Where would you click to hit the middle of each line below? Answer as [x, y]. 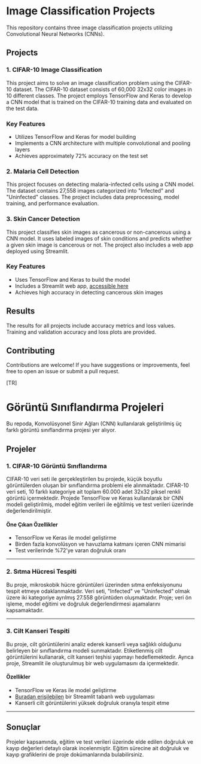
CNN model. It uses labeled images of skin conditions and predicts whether [99, 238]
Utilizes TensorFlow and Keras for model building [75, 136]
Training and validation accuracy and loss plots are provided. [81, 332]
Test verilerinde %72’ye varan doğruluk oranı [70, 550]
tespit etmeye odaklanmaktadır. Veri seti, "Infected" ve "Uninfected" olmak [98, 591]
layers [22, 149]
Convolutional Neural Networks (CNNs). [55, 34]
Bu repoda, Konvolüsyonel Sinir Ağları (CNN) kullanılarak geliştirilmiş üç [94, 424]
